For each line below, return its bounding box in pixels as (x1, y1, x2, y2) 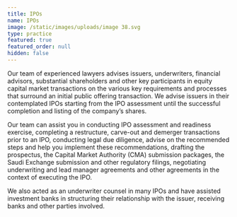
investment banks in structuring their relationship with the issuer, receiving (7, 194, 225, 202)
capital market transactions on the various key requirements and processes (7, 84, 227, 93)
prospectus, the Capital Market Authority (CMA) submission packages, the (7, 150, 225, 159)
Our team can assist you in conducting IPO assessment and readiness (7, 120, 212, 129)
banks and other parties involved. (7, 201, 105, 210)
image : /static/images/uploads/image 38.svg (7, 23, 141, 30)
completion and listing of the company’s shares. (7, 107, 147, 115)
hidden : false (7, 50, 50, 57)
